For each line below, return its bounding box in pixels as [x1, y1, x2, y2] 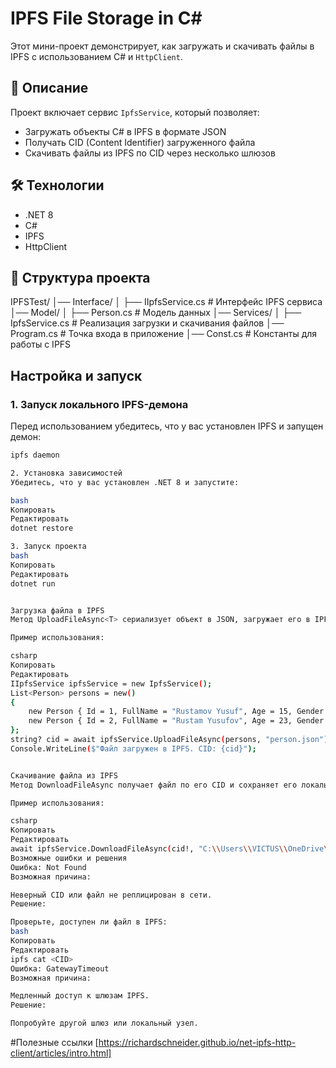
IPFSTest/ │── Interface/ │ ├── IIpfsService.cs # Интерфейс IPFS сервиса [10, 296, 323, 308]
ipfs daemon [10, 450, 60, 461]
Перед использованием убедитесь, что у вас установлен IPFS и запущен [10, 420, 324, 432]
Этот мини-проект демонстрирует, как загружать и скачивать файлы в [10, 40, 315, 52]
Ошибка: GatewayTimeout [10, 963, 110, 974]
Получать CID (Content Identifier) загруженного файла [24, 136, 256, 148]
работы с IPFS [10, 338, 72, 351]
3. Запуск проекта [10, 542, 87, 552]
